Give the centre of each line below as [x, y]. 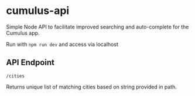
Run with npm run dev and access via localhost [62, 44]
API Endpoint [30, 63]
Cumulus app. [23, 33]
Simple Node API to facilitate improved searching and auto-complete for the [97, 27]
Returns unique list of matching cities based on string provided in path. [91, 87]
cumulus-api [38, 11]
